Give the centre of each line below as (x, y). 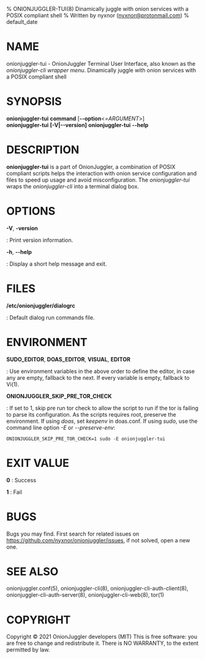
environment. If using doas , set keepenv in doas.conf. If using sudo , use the (102, 421)
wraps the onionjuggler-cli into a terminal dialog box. (73, 186)
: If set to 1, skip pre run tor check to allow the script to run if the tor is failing (102, 408)
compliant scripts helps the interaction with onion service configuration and (102, 173)
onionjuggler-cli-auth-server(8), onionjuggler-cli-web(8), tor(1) (85, 595)
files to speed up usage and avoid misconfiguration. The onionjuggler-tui (98, 180)
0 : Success (21, 480)
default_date (22, 22)
